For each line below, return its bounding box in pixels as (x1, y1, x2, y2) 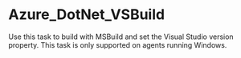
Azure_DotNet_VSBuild (8, 6, 165, 24)
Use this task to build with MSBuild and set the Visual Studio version (8, 32, 235, 41)
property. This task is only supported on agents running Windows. (8, 40, 227, 49)
